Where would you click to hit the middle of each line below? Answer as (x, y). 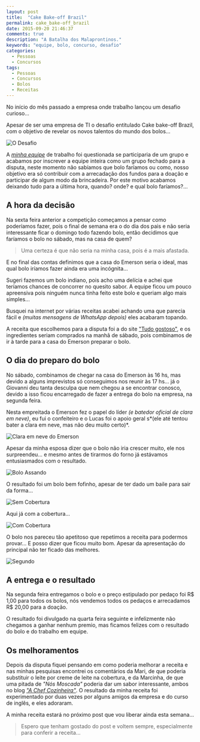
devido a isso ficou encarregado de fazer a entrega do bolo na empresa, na (99, 394)
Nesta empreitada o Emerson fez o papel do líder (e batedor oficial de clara (99, 412)
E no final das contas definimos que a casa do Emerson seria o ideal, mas (97, 262)
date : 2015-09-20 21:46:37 (40, 28)
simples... (18, 299)
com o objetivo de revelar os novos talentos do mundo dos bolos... (88, 131)
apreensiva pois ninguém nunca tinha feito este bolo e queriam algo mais (96, 293)
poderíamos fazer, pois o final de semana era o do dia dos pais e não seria (98, 226)
